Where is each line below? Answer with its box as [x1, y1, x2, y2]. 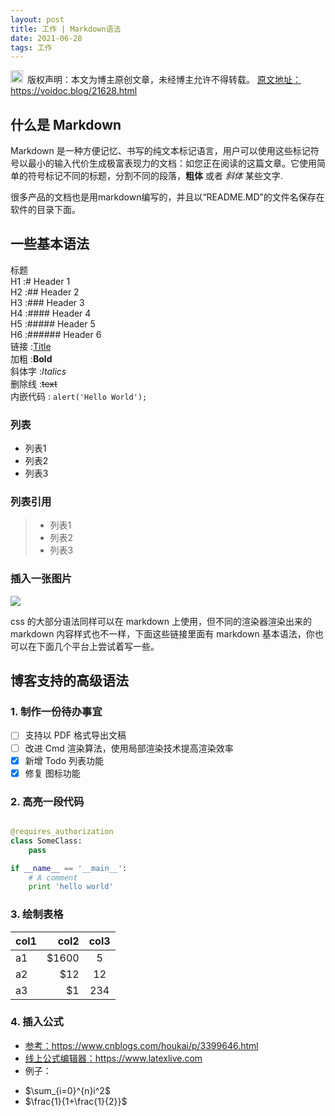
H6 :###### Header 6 [10, 328, 102, 340]
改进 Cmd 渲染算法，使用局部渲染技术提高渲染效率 [24, 742, 234, 754]
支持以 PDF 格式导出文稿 [24, 729, 127, 741]
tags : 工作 [10, 42, 53, 53]
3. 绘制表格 [10, 907, 64, 921]
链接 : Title [10, 340, 52, 352]
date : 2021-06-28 [10, 33, 83, 43]
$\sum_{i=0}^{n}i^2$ [24, 1084, 111, 1096]
